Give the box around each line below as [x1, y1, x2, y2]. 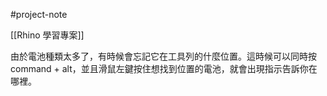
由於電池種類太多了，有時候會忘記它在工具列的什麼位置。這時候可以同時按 [10, 50, 317, 62]
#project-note [10, 9, 68, 20]
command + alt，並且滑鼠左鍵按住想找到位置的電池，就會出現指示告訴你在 [10, 63, 318, 74]
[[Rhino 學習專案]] [10, 29, 85, 41]
